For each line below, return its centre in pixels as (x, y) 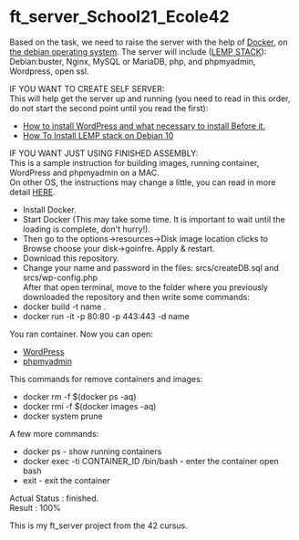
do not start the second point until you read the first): (109, 108)
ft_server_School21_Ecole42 (119, 17)
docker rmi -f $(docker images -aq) (89, 406)
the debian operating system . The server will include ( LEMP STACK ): (138, 51)
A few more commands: (54, 433)
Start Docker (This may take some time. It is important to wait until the (154, 219)
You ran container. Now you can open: (81, 334)
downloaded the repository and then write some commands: (136, 296)
